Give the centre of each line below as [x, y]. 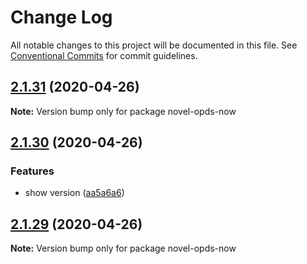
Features [32, 171]
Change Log [61, 17]
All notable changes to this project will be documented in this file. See [154, 45]
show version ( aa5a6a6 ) [74, 193]
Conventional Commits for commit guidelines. [104, 55]
